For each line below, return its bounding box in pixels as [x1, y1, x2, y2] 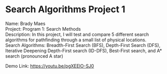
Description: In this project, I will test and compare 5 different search [5, 31, 149, 37]
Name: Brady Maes [5, 20, 46, 27]
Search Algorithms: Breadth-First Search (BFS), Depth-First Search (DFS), [5, 42, 160, 48]
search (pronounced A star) [5, 53, 64, 59]
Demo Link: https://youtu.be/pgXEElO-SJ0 [5, 63, 94, 69]
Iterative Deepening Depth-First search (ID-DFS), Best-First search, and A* [5, 47, 162, 54]
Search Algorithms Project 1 [5, 4, 126, 15]
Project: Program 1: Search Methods [5, 26, 81, 32]
